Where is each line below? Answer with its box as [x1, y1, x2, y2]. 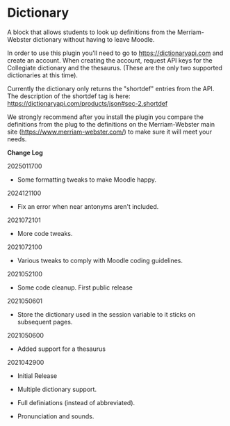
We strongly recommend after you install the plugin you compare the [7, 113, 204, 121]
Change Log [7, 148, 43, 157]
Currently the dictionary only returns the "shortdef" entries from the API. [7, 84, 215, 93]
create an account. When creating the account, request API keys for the [7, 56, 213, 64]
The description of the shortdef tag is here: [7, 92, 131, 100]
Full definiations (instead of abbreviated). [17, 398, 135, 407]
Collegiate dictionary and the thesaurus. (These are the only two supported [7, 63, 222, 72]
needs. [7, 134, 27, 143]
